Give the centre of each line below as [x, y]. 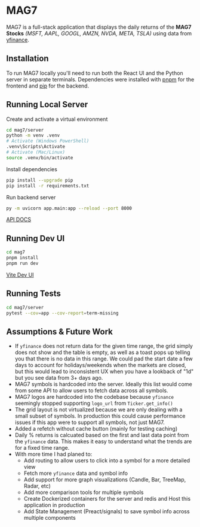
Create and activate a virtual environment [57, 119]
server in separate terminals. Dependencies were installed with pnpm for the [100, 79]
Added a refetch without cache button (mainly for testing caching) [96, 429]
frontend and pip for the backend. [48, 86]
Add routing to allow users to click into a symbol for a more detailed [107, 461]
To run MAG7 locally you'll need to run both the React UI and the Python [95, 73]
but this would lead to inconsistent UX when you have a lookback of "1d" [104, 371]
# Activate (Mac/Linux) [36, 152]
